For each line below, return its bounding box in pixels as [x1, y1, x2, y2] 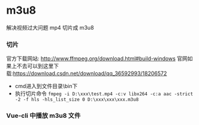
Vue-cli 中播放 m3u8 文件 [6, 111, 81, 120]
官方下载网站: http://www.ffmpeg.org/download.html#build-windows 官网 [6, 55, 188, 62]
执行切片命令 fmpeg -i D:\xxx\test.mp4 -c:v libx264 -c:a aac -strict [14, 90, 194, 97]
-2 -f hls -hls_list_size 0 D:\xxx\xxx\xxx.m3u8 [14, 96, 139, 103]
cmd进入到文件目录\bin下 [14, 83, 78, 90]
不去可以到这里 [16, 62, 54, 70]
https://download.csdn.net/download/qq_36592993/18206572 [13, 70, 167, 77]
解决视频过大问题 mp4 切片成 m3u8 [6, 24, 94, 31]
